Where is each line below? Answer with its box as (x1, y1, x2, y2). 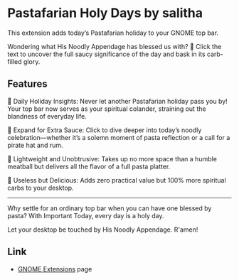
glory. (23, 57, 41, 65)
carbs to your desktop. (7, 183, 74, 192)
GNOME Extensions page (17, 264, 92, 273)
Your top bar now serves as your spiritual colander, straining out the (7, 104, 206, 113)
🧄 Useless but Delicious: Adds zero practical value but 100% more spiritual (7, 176, 226, 184)
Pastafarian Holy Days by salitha (7, 5, 203, 21)
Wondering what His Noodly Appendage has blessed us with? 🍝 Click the (7, 42, 222, 50)
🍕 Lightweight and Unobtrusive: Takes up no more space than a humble (7, 154, 217, 163)
